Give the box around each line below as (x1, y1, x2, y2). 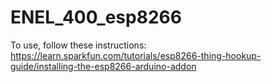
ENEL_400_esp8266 (10, 6, 182, 29)
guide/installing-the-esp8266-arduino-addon (10, 60, 197, 72)
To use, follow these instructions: (10, 39, 147, 51)
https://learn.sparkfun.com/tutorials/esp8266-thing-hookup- (10, 49, 262, 61)
